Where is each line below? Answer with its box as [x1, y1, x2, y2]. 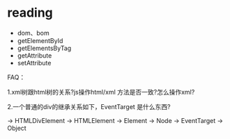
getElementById [17, 36, 63, 44]
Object [7, 124, 26, 132]
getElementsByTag [17, 44, 72, 52]
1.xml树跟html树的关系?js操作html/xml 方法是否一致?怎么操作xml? [7, 88, 195, 96]
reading [7, 5, 54, 21]
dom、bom [17, 28, 50, 37]
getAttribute [17, 51, 52, 60]
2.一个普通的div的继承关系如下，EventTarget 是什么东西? [7, 102, 171, 111]
